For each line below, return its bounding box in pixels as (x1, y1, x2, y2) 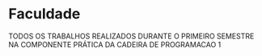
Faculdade (8, 5, 81, 23)
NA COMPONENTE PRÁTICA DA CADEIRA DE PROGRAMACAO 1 (8, 39, 222, 49)
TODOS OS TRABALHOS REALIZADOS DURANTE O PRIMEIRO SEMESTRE (8, 31, 255, 41)
